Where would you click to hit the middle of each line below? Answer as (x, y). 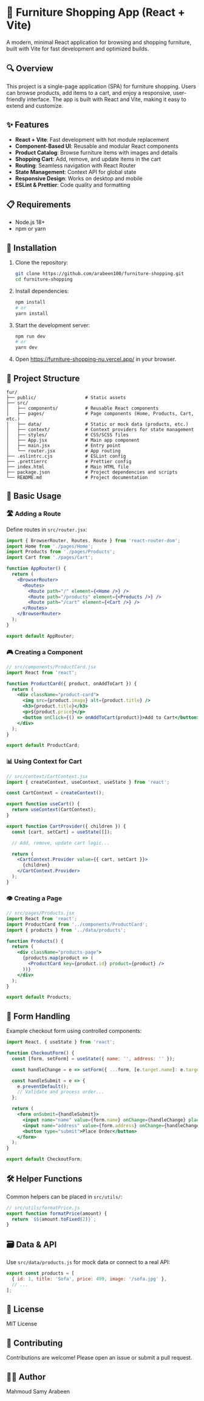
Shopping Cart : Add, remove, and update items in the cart (88, 159)
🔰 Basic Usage (34, 496)
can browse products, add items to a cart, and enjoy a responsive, (89, 93)
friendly (16, 99)
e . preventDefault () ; (43, 1086)
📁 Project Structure (43, 378)
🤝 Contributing (35, 1343)
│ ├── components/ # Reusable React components (83, 408)
